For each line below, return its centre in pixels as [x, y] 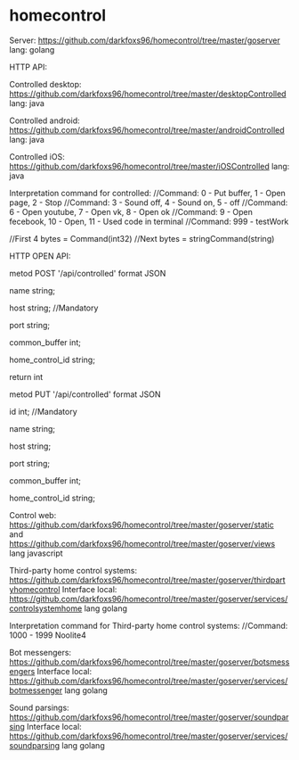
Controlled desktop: [45, 84]
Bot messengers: [40, 652]
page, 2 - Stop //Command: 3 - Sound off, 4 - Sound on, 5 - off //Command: [149, 202]
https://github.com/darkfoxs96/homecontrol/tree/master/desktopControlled [148, 94]
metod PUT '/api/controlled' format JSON [85, 394]
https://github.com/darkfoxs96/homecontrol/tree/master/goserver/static [141, 525]
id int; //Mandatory [43, 411]
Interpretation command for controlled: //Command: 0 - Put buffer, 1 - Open [148, 193]
